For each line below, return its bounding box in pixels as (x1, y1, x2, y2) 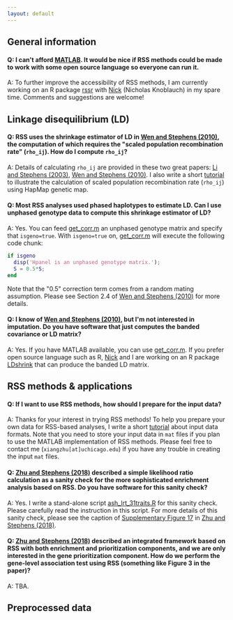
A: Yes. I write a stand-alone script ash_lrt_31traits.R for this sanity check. (7, 499, 218, 507)
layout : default (7, 10, 54, 17)
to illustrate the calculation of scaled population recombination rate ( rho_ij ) (7, 178, 225, 186)
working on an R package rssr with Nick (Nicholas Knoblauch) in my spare (7, 86, 221, 94)
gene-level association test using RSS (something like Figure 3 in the (7, 559, 211, 568)
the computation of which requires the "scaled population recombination (7, 140, 223, 148)
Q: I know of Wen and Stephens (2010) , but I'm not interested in (7, 315, 195, 324)
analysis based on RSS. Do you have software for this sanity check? (7, 483, 208, 491)
